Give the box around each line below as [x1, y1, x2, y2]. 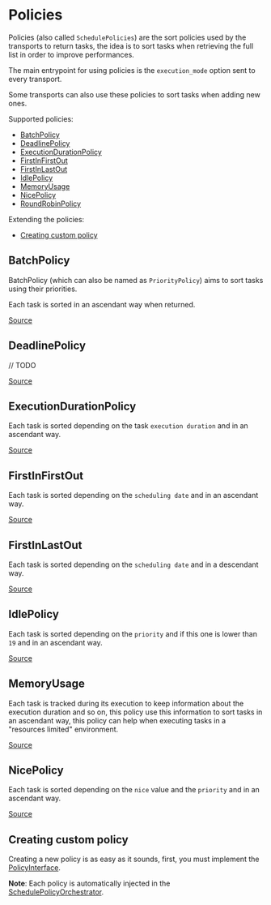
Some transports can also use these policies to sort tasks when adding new [8, 89, 260, 99]
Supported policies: [8, 114, 74, 123]
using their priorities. [8, 284, 78, 294]
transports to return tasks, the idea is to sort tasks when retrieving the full [8, 41, 254, 50]
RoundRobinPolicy [19, 199, 82, 208]
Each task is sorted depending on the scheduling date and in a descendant [8, 560, 259, 569]
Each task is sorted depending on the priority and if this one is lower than [8, 628, 257, 638]
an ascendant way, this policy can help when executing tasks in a [8, 715, 227, 725]
